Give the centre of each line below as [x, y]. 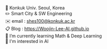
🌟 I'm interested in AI [27, 41]
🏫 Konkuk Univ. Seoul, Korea [35, 8]
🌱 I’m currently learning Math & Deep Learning [54, 36]
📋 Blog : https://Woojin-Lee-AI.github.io [47, 29]
